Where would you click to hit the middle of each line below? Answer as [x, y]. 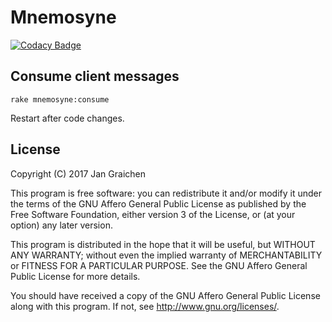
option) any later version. [61, 225]
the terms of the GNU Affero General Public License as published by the [158, 203]
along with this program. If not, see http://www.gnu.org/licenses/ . [145, 306]
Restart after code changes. [67, 118]
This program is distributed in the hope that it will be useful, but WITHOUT [163, 244]
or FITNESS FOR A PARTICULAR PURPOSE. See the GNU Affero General [159, 265]
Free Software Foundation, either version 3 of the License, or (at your [153, 214]
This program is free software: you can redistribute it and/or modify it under [166, 193]
